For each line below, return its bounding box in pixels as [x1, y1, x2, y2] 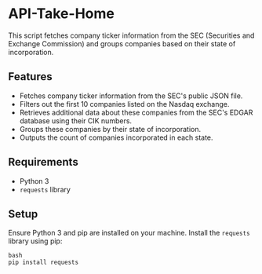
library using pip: [8, 236, 63, 246]
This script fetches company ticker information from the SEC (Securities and [8, 31, 255, 40]
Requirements [8, 155, 78, 169]
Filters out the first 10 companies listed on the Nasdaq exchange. [19, 99, 230, 108]
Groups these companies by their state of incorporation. [19, 124, 202, 133]
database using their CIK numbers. [19, 115, 132, 126]
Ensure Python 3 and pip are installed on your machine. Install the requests [8, 228, 250, 238]
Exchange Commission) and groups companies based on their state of [8, 38, 236, 48]
